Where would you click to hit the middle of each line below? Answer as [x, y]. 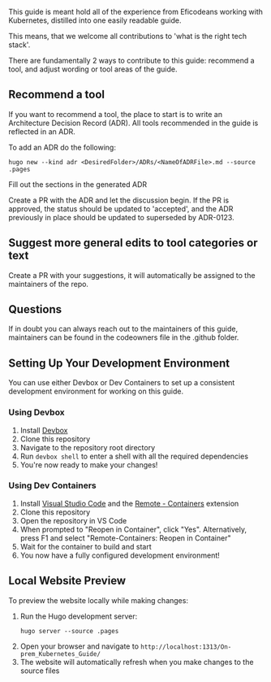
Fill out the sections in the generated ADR [78, 184]
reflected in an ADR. [42, 131]
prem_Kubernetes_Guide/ [60, 654]
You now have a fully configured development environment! [120, 555]
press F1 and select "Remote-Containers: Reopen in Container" [125, 538]
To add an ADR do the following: [62, 147]
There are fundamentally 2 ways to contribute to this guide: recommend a [131, 61]
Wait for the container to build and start [86, 546]
